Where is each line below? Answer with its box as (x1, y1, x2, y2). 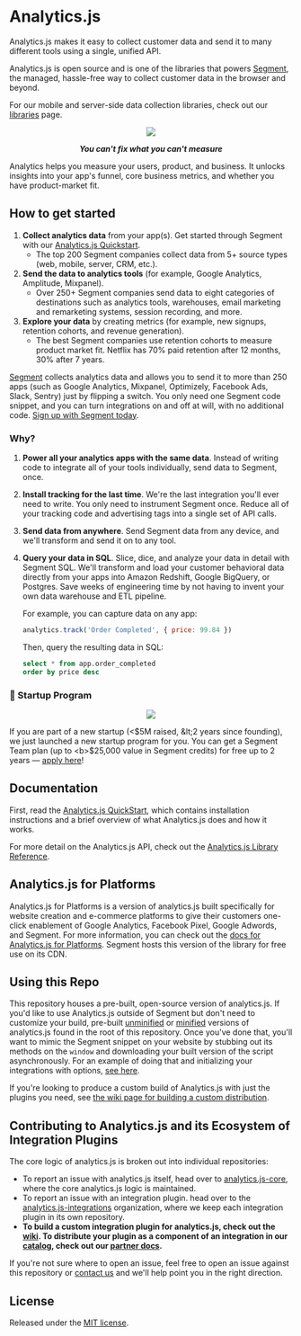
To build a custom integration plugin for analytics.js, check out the (22, 1221, 276, 1233)
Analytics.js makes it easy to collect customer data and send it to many (9, 36, 272, 47)
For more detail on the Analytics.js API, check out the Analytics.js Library (9, 841, 279, 851)
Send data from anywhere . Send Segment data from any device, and (22, 526, 279, 537)
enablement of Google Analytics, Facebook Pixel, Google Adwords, (28, 920, 277, 931)
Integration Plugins (9, 1132, 119, 1147)
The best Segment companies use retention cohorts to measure (35, 334, 272, 345)
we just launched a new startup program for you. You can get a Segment (9, 735, 279, 746)
